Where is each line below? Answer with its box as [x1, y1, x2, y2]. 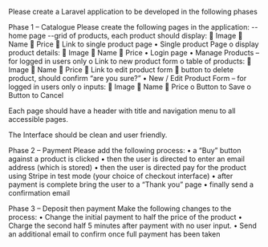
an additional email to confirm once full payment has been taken [8, 229, 221, 239]
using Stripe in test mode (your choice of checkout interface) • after [8, 172, 233, 180]
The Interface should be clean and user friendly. [8, 130, 168, 140]
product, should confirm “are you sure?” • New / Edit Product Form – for [8, 74, 247, 83]
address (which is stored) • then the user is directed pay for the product [8, 163, 247, 172]
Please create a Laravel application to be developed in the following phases [8, 7, 258, 16]
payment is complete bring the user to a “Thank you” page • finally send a [8, 180, 254, 189]
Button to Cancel [8, 91, 64, 99]
